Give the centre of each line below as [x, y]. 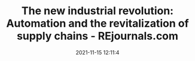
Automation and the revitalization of [97, 23]
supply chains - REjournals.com [97, 36]
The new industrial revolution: [97, 11]
